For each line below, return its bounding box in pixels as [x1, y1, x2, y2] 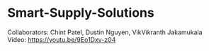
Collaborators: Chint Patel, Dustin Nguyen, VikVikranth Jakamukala [7, 28, 203, 36]
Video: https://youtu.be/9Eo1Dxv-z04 [7, 35, 116, 43]
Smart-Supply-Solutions [7, 5, 154, 21]
